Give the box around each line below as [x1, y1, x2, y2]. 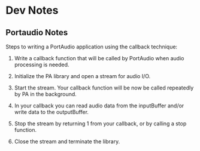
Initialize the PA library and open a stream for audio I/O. [14, 73, 151, 79]
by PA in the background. [14, 91, 77, 97]
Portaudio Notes [5, 27, 68, 38]
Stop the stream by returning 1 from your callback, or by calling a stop [14, 120, 187, 127]
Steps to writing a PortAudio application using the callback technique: [5, 43, 178, 50]
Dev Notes [5, 4, 59, 17]
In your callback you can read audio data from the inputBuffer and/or [14, 102, 184, 109]
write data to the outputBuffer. [14, 109, 89, 115]
